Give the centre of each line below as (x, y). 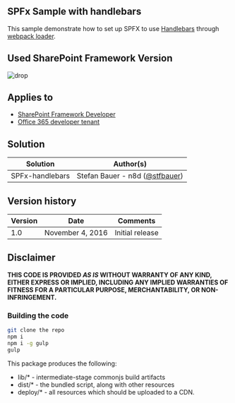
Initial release (137, 233)
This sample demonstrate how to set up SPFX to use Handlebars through (113, 28)
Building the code (38, 315)
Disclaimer (31, 258)
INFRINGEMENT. (32, 297)
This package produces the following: (62, 363)
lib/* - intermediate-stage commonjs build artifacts (91, 377)
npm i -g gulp (28, 343)
